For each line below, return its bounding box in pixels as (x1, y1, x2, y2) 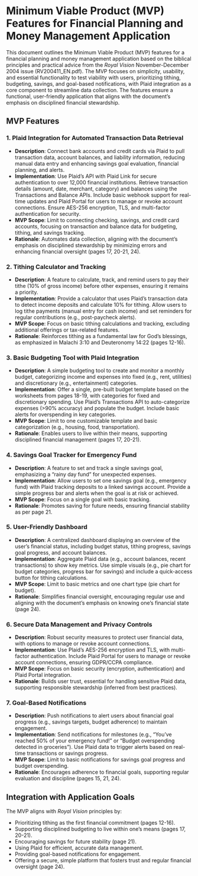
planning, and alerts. (14, 166, 65, 173)
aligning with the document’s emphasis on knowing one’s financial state (14, 599, 189, 606)
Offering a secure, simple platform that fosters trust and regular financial (14, 857, 191, 864)
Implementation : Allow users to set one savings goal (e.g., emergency (14, 477, 187, 484)
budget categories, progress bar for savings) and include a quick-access (14, 567, 193, 575)
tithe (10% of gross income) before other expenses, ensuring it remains (14, 282, 189, 289)
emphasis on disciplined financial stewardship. (6, 99, 120, 106)
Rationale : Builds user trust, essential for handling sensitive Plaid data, (14, 678, 187, 685)
